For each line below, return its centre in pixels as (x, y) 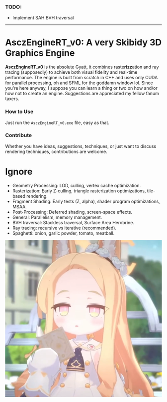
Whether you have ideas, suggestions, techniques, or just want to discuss (81, 146)
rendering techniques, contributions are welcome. (56, 151)
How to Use (19, 112)
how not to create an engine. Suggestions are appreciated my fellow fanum (82, 94)
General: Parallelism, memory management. (57, 217)
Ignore (19, 172)
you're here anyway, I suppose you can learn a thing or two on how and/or (81, 88)
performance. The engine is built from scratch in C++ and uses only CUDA (82, 78)
